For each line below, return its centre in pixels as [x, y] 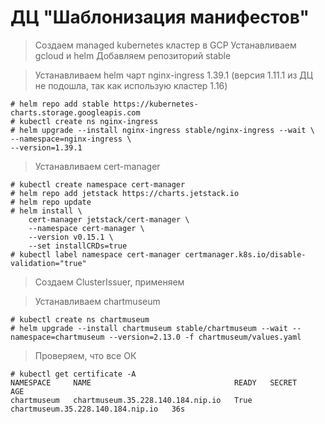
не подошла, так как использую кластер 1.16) [131, 85]
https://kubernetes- [156, 104]
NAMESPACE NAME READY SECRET [154, 382]
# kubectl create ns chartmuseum [80, 319]
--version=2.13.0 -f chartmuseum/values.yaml [205, 337]
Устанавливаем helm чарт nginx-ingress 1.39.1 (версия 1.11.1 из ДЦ [173, 75]
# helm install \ [46, 211]
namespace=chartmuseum [57, 337]
